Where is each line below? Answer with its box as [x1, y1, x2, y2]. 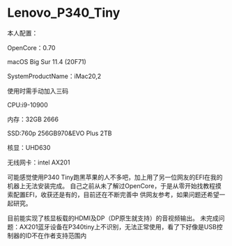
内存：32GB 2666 [7, 115, 59, 123]
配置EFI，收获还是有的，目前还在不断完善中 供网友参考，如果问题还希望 [13, 190, 219, 199]
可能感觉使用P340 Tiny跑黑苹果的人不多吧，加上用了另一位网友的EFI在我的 [7, 173, 223, 181]
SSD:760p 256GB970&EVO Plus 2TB [7, 129, 112, 137]
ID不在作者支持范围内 [25, 231, 87, 240]
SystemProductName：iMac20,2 [7, 72, 102, 80]
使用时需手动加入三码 [7, 86, 68, 95]
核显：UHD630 [7, 143, 51, 151]
